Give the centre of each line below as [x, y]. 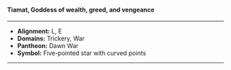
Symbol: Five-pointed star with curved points [81, 53]
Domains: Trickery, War [51, 38]
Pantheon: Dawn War [48, 46]
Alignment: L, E [40, 32]
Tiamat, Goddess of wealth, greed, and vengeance [81, 10]
